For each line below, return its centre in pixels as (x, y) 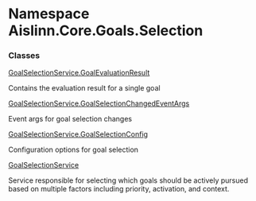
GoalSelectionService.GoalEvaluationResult (79, 73)
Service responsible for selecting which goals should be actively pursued (128, 180)
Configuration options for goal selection (74, 150)
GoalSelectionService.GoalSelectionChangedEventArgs (99, 103)
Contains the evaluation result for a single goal (84, 88)
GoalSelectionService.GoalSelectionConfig (78, 134)
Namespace (49, 14)
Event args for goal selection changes (70, 119)
